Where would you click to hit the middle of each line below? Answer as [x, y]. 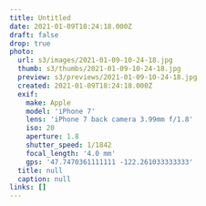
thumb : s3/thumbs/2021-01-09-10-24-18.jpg [99, 69]
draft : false [34, 35]
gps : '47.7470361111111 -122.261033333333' [110, 162]
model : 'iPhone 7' [61, 111]
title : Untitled [40, 18]
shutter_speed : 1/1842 [69, 145]
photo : [22, 52]
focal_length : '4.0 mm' [71, 153]
